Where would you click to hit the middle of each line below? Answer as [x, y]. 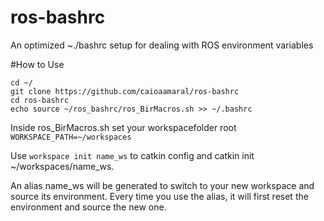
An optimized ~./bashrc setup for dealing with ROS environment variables [162, 45]
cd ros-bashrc [40, 100]
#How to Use [37, 64]
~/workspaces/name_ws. [62, 166]
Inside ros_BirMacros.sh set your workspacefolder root [123, 127]
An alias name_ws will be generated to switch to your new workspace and [162, 185]
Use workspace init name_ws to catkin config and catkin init [132, 155]
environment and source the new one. [88, 207]
